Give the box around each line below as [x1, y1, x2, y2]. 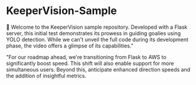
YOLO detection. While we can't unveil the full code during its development [6, 36, 189, 43]
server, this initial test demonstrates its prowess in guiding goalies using [6, 29, 181, 36]
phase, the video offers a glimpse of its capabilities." [6, 42, 134, 49]
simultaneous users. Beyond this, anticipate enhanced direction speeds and [6, 66, 191, 73]
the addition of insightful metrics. [6, 72, 87, 79]
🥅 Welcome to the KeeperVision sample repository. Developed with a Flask [6, 23, 188, 30]
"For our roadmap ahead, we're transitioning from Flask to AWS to [6, 53, 166, 60]
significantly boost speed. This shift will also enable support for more [6, 60, 174, 67]
